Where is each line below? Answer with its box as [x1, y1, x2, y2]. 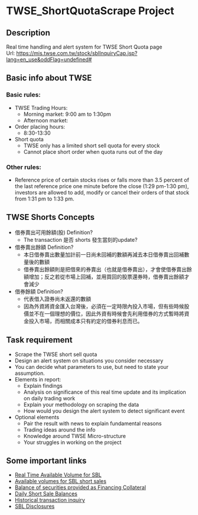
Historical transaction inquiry [14, 497, 86, 504]
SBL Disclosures [14, 503, 55, 510]
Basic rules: [6, 90, 41, 99]
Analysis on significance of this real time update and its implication [23, 388, 186, 396]
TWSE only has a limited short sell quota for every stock [23, 142, 160, 149]
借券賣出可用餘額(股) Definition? [14, 229, 93, 236]
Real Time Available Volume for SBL [14, 471, 102, 478]
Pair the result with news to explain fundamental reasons [23, 420, 162, 427]
